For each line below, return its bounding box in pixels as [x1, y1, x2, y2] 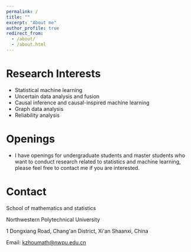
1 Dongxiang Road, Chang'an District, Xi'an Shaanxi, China [6, 227, 149, 234]
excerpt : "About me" [6, 19, 57, 25]
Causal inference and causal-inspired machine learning [14, 99, 150, 106]
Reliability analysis [14, 112, 60, 119]
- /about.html [11, 42, 46, 48]
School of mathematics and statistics [6, 204, 96, 211]
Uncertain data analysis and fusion [14, 93, 100, 100]
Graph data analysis [14, 105, 64, 112]
